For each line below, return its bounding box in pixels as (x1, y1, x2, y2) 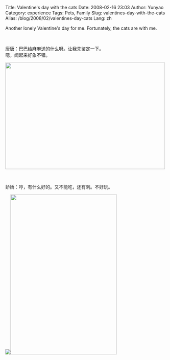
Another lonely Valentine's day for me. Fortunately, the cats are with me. (5, 25, 157, 31)
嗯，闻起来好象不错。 (5, 52, 50, 58)
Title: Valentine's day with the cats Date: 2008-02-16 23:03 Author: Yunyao (5, 5, 164, 10)
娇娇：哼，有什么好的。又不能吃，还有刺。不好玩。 (5, 184, 113, 190)
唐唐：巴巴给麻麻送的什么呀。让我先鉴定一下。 (5, 46, 104, 52)
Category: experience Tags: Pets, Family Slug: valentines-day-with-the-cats (5, 10, 165, 16)
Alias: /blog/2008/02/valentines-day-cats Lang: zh (5, 15, 112, 21)
